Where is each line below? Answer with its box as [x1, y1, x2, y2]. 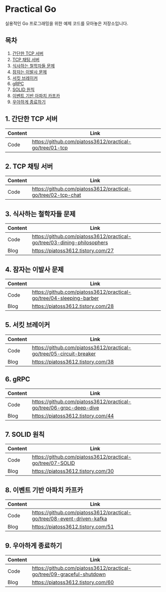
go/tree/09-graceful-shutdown [32, 571, 106, 578]
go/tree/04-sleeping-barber [32, 295, 99, 301]
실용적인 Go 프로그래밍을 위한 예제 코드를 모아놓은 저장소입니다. [5, 20, 128, 26]
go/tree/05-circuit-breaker [32, 350, 96, 357]
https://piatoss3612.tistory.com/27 [32, 247, 114, 254]
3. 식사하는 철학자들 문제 [5, 210, 76, 218]
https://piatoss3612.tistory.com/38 [32, 358, 114, 365]
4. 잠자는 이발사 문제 [5, 265, 64, 274]
